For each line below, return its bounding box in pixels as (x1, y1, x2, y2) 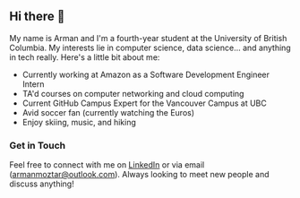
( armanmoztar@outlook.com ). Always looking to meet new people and (9, 169, 270, 180)
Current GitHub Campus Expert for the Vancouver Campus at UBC (21, 98, 267, 108)
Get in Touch (9, 139, 66, 151)
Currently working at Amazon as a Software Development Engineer (21, 69, 270, 80)
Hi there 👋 (9, 9, 65, 24)
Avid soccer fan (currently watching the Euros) (21, 107, 195, 117)
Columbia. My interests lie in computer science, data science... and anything (9, 42, 291, 53)
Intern (21, 78, 45, 90)
